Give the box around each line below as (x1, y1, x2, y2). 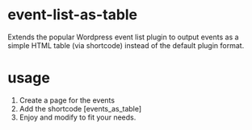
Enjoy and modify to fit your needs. (19, 112, 136, 122)
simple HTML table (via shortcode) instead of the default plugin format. (7, 40, 245, 50)
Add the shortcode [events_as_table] (19, 104, 142, 113)
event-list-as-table (7, 6, 138, 24)
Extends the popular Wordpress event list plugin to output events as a (7, 32, 239, 42)
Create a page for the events (19, 95, 115, 105)
